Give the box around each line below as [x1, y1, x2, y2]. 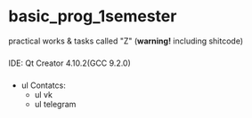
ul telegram [34, 98, 77, 109]
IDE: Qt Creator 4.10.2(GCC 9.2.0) [8, 58, 131, 68]
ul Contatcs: [20, 80, 66, 90]
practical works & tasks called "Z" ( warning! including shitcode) [8, 35, 244, 46]
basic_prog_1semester [8, 6, 177, 27]
